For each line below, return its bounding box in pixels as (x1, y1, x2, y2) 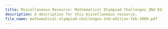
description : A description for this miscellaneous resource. (5, 12, 137, 17)
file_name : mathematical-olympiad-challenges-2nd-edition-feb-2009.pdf (5, 16, 157, 21)
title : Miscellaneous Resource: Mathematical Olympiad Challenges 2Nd (5, 7, 155, 12)
